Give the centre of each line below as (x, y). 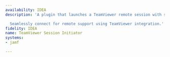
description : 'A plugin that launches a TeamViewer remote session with (83, 15)
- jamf (12, 43)
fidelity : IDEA (21, 28)
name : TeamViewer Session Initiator (44, 33)
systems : (14, 38)
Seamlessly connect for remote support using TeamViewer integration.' (87, 24)
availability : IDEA (26, 10)
